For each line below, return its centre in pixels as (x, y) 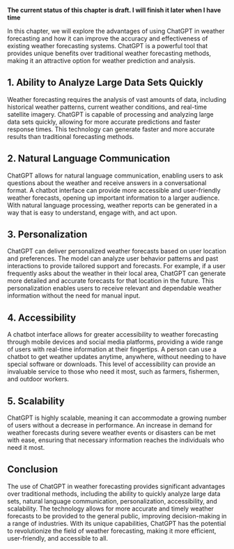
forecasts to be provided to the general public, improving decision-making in (117, 515)
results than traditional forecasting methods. (71, 136)
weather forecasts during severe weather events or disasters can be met (111, 433)
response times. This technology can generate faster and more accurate (111, 129)
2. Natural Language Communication (89, 159)
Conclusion (33, 470)
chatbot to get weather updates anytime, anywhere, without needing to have (117, 357)
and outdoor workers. (38, 379)
